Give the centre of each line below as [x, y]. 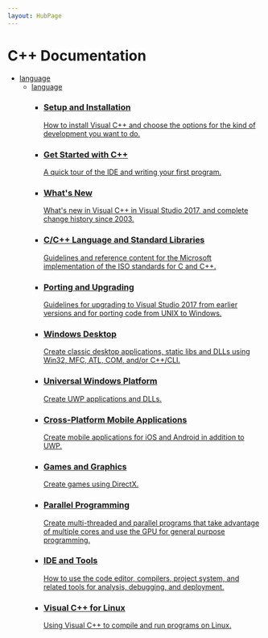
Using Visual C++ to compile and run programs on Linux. [137, 625]
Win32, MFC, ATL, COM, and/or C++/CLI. [112, 361]
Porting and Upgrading [89, 287]
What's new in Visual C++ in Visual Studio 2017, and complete [146, 211]
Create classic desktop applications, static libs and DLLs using [146, 352]
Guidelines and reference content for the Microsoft [128, 257]
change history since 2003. [89, 219]
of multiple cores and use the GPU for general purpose [134, 531]
